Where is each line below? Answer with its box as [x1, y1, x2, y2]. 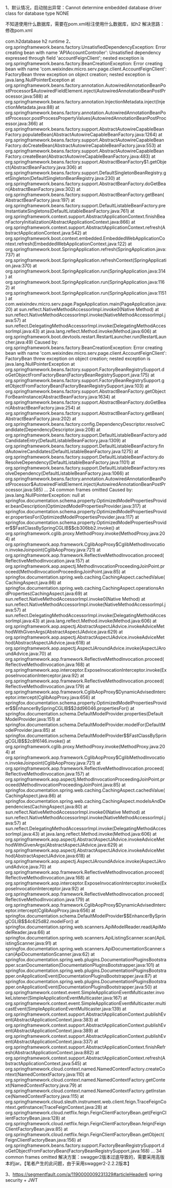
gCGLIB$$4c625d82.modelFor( [5, 919, 72, 924]
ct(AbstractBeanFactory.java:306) [5, 164, 77, 170]
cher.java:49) [5, 339, 33, 345]
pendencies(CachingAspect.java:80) [5, 804, 83, 809]
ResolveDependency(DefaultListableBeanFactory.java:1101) [5, 459, 130, 465]
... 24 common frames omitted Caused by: [44, 487, 133, 493]
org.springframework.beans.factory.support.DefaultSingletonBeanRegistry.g [5, 170, 166, 176]
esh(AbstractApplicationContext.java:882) [5, 1050, 94, 1055]
